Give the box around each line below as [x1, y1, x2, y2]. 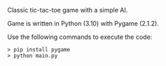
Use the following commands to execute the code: [7, 33, 153, 41]
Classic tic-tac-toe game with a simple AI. [7, 6, 128, 14]
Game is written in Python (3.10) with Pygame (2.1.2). [7, 19, 159, 27]
